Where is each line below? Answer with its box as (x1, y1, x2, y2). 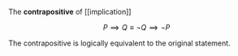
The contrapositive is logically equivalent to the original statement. (8, 38, 231, 48)
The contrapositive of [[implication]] (8, 7, 132, 16)
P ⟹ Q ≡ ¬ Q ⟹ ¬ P (102, 23, 171, 32)
